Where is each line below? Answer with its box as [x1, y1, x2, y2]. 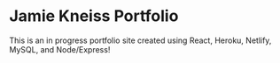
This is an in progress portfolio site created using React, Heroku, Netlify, [9, 35, 272, 45]
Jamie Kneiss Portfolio [9, 6, 179, 26]
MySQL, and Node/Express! [9, 44, 111, 54]
